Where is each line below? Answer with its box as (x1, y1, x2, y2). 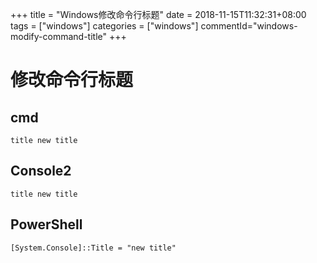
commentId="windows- (200, 20, 298, 32)
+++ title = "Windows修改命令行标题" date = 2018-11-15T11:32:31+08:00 (10, 9, 307, 20)
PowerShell (10, 216, 83, 233)
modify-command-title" (10, 31, 108, 42)
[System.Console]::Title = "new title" (10, 243, 177, 253)
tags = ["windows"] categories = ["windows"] (10, 20, 199, 32)
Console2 (10, 163, 72, 180)
